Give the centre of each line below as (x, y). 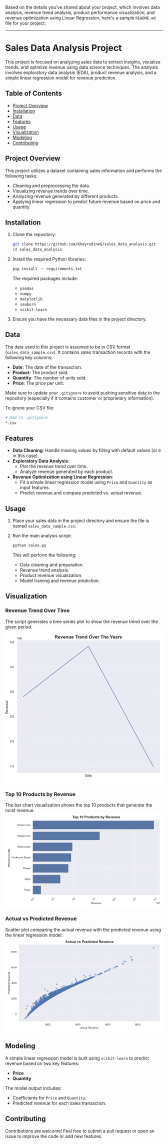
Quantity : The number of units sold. (49, 377)
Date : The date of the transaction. (47, 367)
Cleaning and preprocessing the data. (51, 185)
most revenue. (20, 810)
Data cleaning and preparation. (52, 565)
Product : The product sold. (40, 372)
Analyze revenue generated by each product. (66, 471)
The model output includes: (33, 1088)
